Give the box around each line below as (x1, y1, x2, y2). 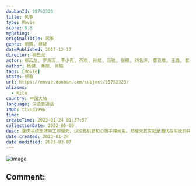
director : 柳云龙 (6, 52, 45, 58)
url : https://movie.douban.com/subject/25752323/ (6, 80, 129, 85)
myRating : (6, 30, 30, 36)
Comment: (6, 172, 45, 182)
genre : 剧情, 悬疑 (6, 42, 48, 47)
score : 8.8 (6, 25, 33, 31)
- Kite (11, 90, 27, 96)
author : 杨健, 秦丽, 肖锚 (6, 63, 64, 69)
